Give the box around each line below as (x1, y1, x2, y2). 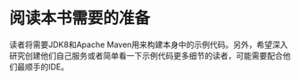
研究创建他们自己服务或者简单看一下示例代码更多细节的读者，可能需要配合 (9, 50, 283, 60)
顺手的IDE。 (24, 61, 70, 72)
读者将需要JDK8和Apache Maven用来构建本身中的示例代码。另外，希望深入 (9, 39, 288, 50)
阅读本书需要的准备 (9, 8, 151, 28)
